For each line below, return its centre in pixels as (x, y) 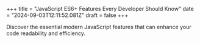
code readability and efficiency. (46, 33)
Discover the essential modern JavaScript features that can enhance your (99, 27)
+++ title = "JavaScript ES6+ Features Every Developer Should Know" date (100, 9)
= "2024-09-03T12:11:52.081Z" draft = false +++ (67, 15)
